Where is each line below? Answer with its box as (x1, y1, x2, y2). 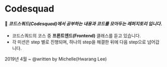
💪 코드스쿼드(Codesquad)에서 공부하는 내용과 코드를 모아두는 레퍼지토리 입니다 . (5, 21, 162, 27)
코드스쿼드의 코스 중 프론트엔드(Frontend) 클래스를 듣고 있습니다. (12, 33, 141, 39)
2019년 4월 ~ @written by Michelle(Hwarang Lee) (5, 56, 107, 62)
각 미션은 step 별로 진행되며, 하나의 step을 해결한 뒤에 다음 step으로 (12, 39, 146, 45)
